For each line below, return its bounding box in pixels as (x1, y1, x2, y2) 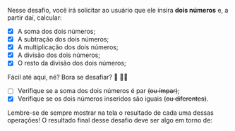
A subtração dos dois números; (17, 35, 109, 44)
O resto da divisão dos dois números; (17, 59, 126, 68)
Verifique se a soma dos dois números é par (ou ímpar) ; (17, 87, 180, 95)
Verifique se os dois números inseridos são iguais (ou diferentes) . (17, 94, 209, 103)
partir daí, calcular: (7, 13, 62, 22)
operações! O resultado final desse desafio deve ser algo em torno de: (7, 116, 213, 125)
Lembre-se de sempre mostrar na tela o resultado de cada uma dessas (7, 108, 214, 117)
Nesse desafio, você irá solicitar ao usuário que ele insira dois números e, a (7, 6, 229, 14)
